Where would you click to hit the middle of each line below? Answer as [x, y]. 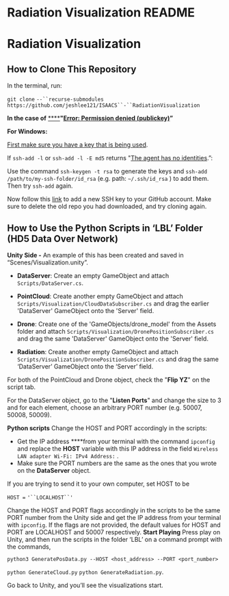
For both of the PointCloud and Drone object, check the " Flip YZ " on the [109, 380]
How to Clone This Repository [72, 69]
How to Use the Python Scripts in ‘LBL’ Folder [105, 228]
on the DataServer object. [54, 470]
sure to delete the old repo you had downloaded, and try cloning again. [107, 206]
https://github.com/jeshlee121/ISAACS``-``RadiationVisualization [104, 105]
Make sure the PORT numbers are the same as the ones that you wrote [117, 463]
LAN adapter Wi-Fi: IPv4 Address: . [68, 456]
